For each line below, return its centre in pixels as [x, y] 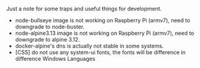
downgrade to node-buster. [50, 27]
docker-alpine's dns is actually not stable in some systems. [89, 46]
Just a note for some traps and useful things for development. [84, 9]
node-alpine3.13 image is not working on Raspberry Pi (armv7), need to [105, 33]
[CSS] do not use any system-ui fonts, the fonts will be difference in [100, 52]
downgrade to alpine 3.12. [48, 39]
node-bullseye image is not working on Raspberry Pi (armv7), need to [102, 20]
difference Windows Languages [55, 59]
